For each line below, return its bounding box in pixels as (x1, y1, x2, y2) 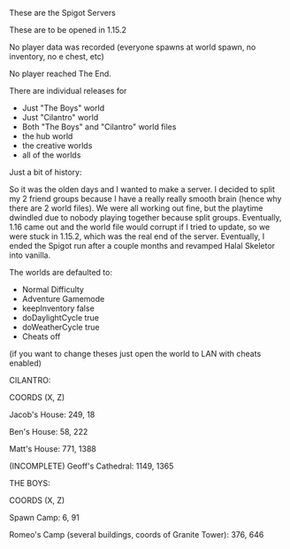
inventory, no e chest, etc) (9, 51, 104, 61)
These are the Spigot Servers (9, 8, 117, 18)
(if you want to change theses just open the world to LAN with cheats (9, 349, 262, 359)
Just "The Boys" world (21, 103, 104, 113)
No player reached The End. (9, 68, 112, 79)
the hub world (21, 131, 73, 141)
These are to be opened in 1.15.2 (9, 25, 126, 35)
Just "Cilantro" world (21, 112, 99, 122)
